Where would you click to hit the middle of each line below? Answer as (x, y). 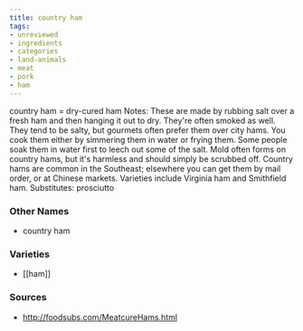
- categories (34, 52)
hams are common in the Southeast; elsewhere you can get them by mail (145, 168)
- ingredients (36, 43)
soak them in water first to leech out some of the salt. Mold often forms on (148, 149)
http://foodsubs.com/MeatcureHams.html (100, 317)
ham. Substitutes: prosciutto (62, 187)
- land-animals (38, 60)
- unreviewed (34, 34)
